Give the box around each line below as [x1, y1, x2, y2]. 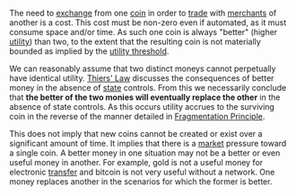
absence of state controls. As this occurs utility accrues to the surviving [9, 102, 275, 111]
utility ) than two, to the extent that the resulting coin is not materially [9, 36, 262, 47]
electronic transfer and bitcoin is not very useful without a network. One [9, 166, 275, 177]
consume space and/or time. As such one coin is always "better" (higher [9, 27, 278, 37]
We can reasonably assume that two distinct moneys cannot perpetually [9, 63, 276, 74]
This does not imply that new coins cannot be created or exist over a [9, 129, 263, 138]
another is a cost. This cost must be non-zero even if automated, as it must [9, 17, 287, 28]
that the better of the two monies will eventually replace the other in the [9, 92, 281, 102]
